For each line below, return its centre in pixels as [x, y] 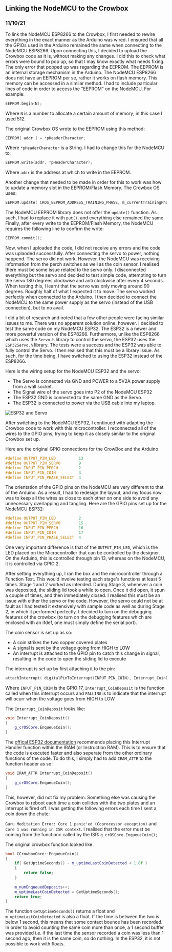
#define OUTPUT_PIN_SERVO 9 [43, 463]
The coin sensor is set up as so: [39, 632]
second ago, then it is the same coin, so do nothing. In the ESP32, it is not [83, 938]
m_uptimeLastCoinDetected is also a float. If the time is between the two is [82, 917]
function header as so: [29, 764]
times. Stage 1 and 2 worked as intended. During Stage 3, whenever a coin [84, 584]
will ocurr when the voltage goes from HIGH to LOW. [61, 698]
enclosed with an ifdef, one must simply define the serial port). [71, 623]
